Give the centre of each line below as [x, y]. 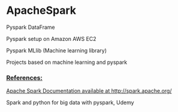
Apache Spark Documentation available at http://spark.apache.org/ [89, 91]
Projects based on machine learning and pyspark [67, 62]
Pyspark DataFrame [31, 27]
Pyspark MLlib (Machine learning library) [56, 50]
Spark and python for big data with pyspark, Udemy [70, 102]
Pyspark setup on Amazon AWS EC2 [52, 39]
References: [25, 78]
